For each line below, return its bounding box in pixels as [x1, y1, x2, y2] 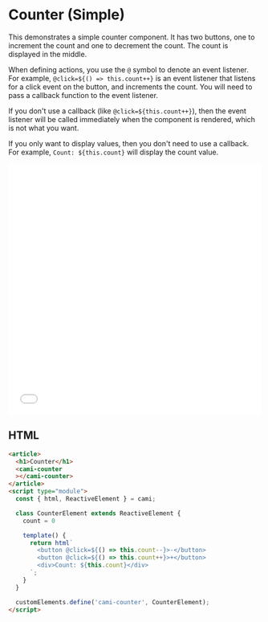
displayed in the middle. [8, 49, 87, 59]
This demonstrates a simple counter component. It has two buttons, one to [8, 32, 255, 42]
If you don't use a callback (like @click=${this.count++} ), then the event [8, 106, 247, 116]
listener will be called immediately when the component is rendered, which [8, 114, 255, 124]
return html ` [29, 538, 74, 547]
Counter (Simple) [8, 6, 125, 24]
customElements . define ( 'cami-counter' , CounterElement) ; [15, 598, 210, 606]
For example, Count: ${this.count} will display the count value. [8, 147, 219, 157]
